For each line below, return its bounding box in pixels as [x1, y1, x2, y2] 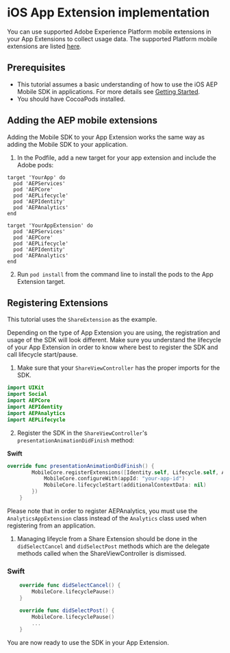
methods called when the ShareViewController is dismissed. [16, 549, 187, 557]
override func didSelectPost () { [19, 607, 115, 614]
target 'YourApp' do [7, 174, 66, 181]
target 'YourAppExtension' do [7, 222, 94, 229]
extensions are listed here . [7, 42, 82, 50]
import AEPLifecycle [7, 416, 66, 423]
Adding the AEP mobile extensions [7, 115, 157, 126]
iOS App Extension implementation [7, 5, 210, 21]
